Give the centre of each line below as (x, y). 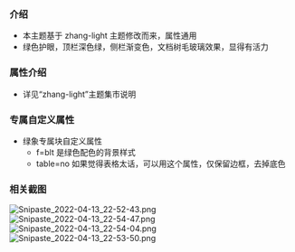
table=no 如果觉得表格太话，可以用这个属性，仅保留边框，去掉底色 (161, 163)
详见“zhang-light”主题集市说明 (79, 94)
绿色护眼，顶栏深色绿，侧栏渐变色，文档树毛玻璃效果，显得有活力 (145, 47)
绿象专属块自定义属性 (62, 141)
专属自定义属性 (42, 119)
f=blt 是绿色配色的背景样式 (86, 152)
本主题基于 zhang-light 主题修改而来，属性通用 (109, 36)
